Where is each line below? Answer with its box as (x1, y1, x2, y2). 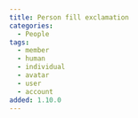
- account (17, 87, 53, 96)
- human (17, 54, 46, 63)
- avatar (17, 71, 50, 80)
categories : (9, 21, 53, 30)
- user (17, 79, 42, 88)
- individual (17, 63, 66, 72)
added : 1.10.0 (9, 95, 62, 105)
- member (17, 46, 50, 55)
